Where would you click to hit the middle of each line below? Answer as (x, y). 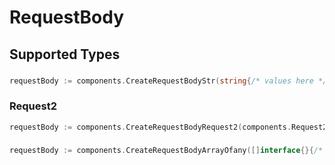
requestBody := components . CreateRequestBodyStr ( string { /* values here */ (168, 81)
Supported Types (65, 54)
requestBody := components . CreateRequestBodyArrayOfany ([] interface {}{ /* (166, 151)
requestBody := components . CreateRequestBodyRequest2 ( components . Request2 (168, 127)
